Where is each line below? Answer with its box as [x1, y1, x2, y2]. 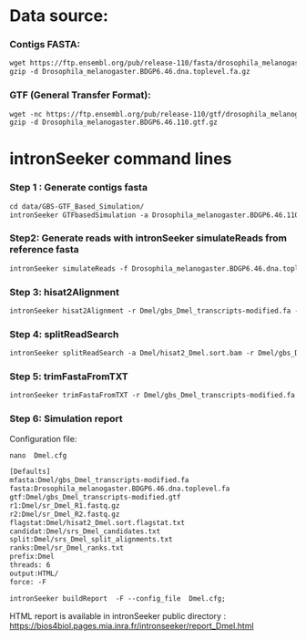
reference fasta [9, 243, 79, 256]
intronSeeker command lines [9, 149, 232, 170]
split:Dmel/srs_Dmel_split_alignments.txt [9, 535, 173, 544]
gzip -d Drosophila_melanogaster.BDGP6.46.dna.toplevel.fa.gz [9, 67, 250, 77]
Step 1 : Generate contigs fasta [9, 181, 148, 194]
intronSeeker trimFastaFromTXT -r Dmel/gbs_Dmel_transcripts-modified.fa [9, 391, 296, 400]
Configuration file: [9, 433, 77, 444]
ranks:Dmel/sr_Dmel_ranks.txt [9, 543, 125, 552]
